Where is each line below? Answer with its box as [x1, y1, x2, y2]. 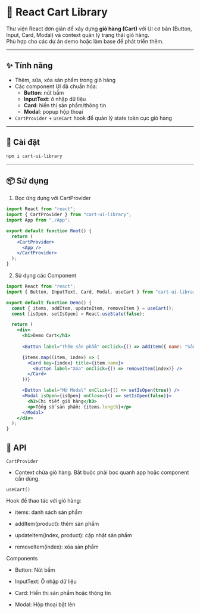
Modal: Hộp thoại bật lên [14, 601, 76, 608]
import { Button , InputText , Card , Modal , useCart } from [6, 289, 153, 295]
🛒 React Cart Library [6, 5, 108, 19]
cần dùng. [14, 475, 40, 482]
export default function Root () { [6, 227, 92, 234]
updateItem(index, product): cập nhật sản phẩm [14, 531, 132, 538]
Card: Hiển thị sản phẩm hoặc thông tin [14, 589, 111, 596]
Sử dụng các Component [14, 272, 77, 279]
